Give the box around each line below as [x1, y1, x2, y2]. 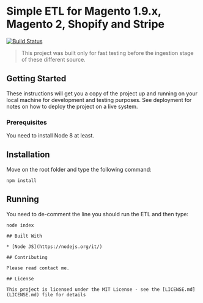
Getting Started [6, 73, 67, 84]
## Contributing [6, 254, 48, 260]
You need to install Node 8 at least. [6, 132, 95, 139]
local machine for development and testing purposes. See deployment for [6, 96, 192, 103]
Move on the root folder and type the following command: [6, 166, 152, 173]
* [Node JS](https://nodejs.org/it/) [6, 243, 103, 250]
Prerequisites [6, 118, 47, 126]
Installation [6, 150, 50, 160]
